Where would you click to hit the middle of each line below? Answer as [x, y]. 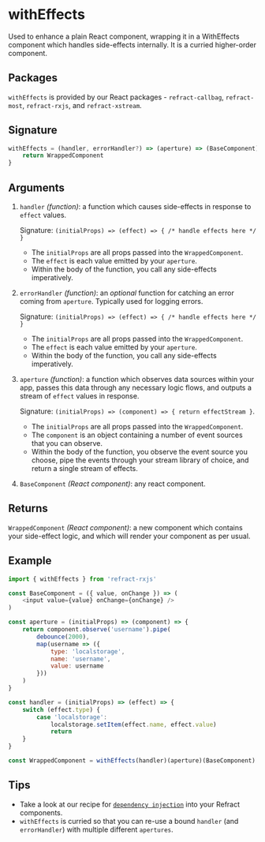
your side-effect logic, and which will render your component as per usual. [129, 536]
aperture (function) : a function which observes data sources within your [137, 379]
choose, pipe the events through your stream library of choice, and [140, 460]
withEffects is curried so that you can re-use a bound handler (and [129, 821]
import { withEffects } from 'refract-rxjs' [82, 579]
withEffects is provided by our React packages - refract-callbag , [116, 97]
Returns [28, 509]
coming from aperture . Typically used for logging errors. [111, 301]
